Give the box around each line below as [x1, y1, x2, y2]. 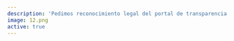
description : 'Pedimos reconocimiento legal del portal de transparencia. [7, 10, 230, 17]
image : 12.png [7, 17, 49, 24]
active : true [7, 23, 46, 30]
